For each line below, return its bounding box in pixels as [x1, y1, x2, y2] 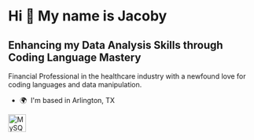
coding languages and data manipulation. [8, 80, 142, 89]
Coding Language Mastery [8, 50, 142, 64]
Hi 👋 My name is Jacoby [8, 7, 167, 25]
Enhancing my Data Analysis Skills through [8, 39, 223, 52]
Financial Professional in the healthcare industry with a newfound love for [8, 72, 246, 81]
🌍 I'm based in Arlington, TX [19, 96, 116, 105]
